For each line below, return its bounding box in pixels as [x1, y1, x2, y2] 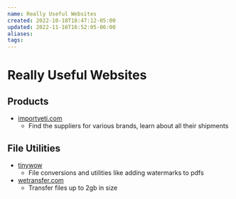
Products [7, 95, 49, 107]
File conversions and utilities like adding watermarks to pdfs [28, 168, 204, 177]
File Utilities [7, 142, 60, 154]
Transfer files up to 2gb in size [28, 183, 118, 192]
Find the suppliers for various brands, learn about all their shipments [28, 122, 229, 130]
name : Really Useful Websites [7, 10, 97, 18]
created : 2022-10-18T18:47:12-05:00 [7, 17, 116, 24]
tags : [7, 37, 23, 44]
